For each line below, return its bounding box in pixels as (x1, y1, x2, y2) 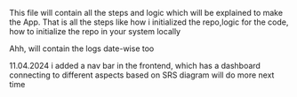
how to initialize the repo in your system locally (9, 26, 181, 36)
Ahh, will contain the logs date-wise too (9, 43, 155, 54)
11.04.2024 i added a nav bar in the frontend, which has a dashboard (9, 61, 261, 71)
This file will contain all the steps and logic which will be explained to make (9, 8, 283, 18)
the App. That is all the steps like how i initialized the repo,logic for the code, (9, 17, 289, 27)
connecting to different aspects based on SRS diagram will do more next (9, 70, 275, 80)
